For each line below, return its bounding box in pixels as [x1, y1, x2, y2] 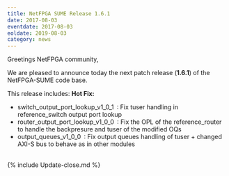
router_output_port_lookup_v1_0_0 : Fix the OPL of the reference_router [17, 118, 222, 126]
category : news [7, 36, 52, 43]
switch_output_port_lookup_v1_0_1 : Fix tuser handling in [17, 103, 179, 111]
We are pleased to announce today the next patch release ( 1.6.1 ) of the [7, 69, 210, 77]
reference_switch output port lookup [17, 111, 123, 119]
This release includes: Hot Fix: [7, 90, 95, 98]
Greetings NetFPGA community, [7, 55, 99, 63]
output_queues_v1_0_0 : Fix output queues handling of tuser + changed [17, 133, 223, 141]
